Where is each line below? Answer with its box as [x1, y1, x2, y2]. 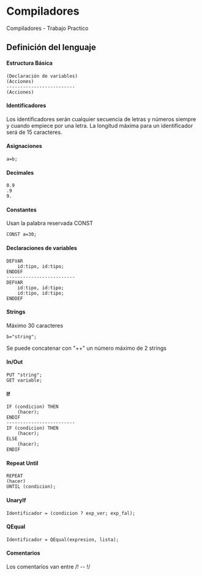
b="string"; [6, 333, 37, 340]
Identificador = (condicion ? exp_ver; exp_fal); [6, 510, 136, 516]
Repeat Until [6, 459, 39, 467]
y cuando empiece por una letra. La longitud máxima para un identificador [6, 122, 193, 129]
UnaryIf [6, 497, 26, 504]
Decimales [6, 169, 34, 176]
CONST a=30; [6, 231, 37, 238]
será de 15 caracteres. [6, 128, 62, 136]
